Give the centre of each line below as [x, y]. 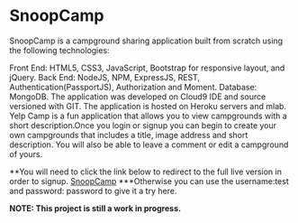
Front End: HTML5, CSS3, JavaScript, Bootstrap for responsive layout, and [147, 68]
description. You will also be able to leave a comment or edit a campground [149, 144]
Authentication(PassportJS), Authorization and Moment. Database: [133, 87]
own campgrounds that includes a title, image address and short [129, 135]
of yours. [26, 153]
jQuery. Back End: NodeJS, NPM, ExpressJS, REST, [105, 77]
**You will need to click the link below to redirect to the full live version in [145, 172]
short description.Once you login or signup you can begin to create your [143, 125]
